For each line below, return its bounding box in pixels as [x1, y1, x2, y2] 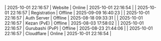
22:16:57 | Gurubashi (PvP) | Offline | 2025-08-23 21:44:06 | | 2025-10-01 [4, 25, 153, 31]
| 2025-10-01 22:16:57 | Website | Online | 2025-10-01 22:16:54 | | [4, 5, 137, 10]
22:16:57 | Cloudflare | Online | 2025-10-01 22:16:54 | [4, 31, 112, 36]
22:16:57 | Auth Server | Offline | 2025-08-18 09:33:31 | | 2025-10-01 [4, 15, 143, 20]
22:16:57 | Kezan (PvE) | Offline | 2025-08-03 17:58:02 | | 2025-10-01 [4, 20, 144, 26]
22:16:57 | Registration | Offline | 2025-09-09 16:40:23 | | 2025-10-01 [10, 10, 150, 16]
